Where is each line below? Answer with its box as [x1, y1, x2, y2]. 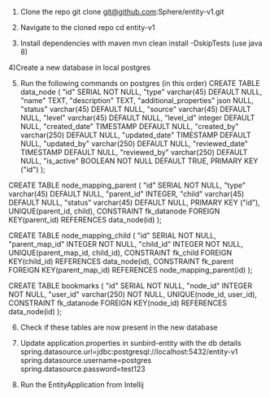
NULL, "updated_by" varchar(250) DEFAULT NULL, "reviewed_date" [20, 139, 248, 149]
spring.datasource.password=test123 [20, 365, 146, 373]
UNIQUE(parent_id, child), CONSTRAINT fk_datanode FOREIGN [8, 206, 220, 216]
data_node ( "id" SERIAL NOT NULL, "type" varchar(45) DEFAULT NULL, [20, 87, 263, 97]
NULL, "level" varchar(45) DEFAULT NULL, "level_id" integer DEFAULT [20, 113, 255, 123]
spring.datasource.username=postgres [20, 356, 152, 365]
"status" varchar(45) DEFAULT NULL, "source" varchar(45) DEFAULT [20, 105, 251, 114]
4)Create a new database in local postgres [8, 63, 151, 72]
